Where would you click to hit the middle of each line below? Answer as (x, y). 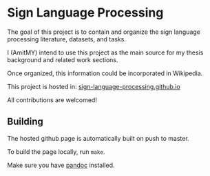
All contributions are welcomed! (52, 100)
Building (25, 122)
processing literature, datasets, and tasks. (66, 39)
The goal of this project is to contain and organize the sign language (104, 32)
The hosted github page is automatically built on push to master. (98, 138)
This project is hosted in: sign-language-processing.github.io (94, 86)
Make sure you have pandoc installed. (61, 165)
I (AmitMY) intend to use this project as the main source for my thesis (105, 52)
